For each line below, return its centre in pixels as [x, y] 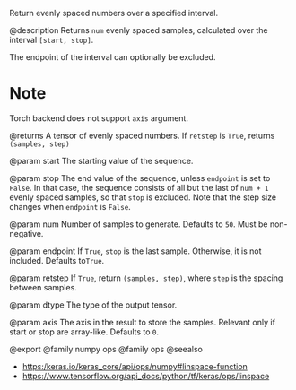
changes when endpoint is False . [70, 206]
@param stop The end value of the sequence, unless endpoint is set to [140, 178]
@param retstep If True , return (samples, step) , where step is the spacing [146, 278]
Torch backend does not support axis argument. [99, 118]
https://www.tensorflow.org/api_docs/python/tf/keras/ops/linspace [146, 376]
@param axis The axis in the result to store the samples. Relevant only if [143, 322]
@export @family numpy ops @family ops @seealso [106, 349]
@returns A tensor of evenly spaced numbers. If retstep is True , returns [142, 135]
